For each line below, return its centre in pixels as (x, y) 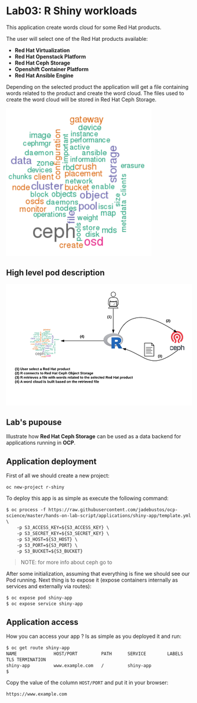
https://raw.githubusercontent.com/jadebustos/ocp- (113, 510)
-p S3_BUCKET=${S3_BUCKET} (50, 551)
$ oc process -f (26, 510)
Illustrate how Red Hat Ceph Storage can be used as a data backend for (94, 436)
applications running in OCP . (41, 443)
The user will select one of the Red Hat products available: (77, 38)
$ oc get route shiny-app (38, 648)
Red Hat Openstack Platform (50, 56)
